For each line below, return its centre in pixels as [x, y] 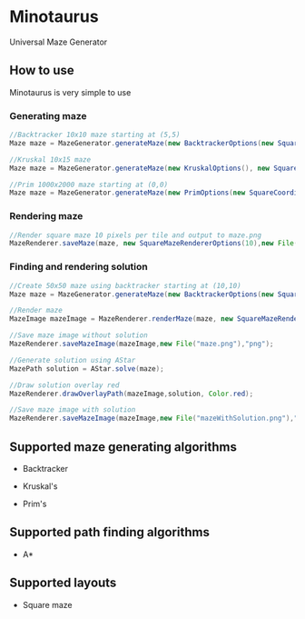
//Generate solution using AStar [73, 360]
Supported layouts [63, 583]
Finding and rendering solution [79, 267]
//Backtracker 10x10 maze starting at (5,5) [95, 135]
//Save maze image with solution [73, 410]
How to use [42, 70]
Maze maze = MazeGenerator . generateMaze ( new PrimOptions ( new [128, 193]
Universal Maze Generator [59, 42]
